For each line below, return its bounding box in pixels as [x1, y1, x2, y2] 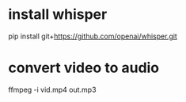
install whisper [8, 5, 108, 24]
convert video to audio [8, 59, 160, 77]
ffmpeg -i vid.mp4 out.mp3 [8, 85, 97, 94]
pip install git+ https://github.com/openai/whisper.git [8, 31, 178, 41]
